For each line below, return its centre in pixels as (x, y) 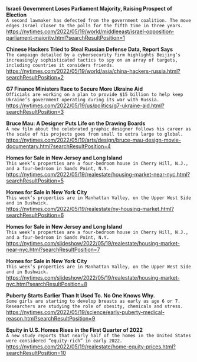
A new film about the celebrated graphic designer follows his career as (99, 129)
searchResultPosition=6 (35, 215)
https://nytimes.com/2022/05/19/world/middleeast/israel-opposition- (90, 31)
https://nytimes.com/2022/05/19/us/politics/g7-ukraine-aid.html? (85, 105)
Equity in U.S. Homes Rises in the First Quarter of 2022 (75, 330)
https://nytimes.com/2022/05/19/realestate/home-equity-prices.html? (91, 347)
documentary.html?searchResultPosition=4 (58, 146)
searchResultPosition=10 (36, 353)
